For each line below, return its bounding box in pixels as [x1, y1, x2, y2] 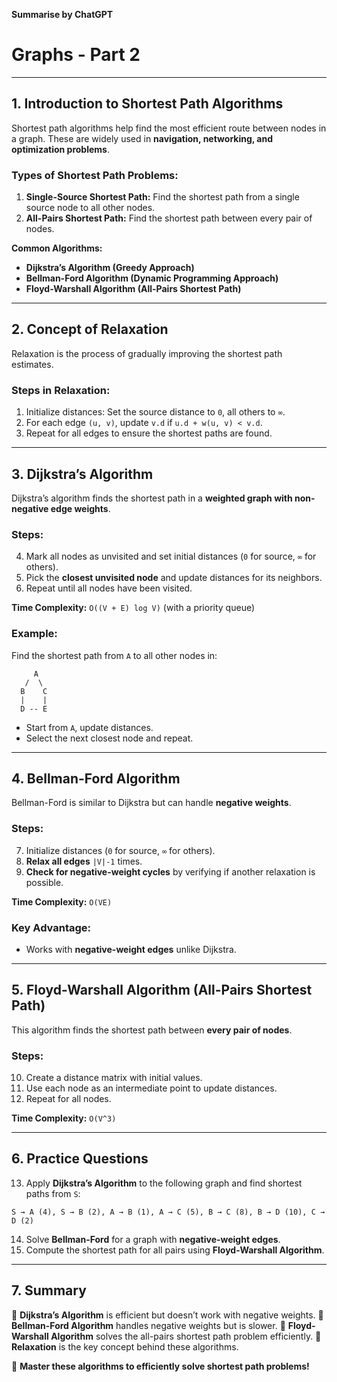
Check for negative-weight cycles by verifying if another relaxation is [25, 865, 316, 878]
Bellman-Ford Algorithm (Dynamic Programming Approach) [25, 272, 279, 284]
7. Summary [11, 1282, 87, 1299]
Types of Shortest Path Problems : [11, 168, 179, 182]
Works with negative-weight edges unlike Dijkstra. [25, 943, 237, 955]
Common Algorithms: [11, 242, 103, 254]
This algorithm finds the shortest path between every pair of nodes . [11, 1024, 293, 1036]
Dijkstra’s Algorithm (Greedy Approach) [25, 262, 195, 274]
